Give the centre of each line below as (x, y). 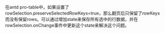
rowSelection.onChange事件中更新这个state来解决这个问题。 (67, 25)
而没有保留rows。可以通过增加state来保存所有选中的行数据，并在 (72, 19)
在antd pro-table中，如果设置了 (37, 7)
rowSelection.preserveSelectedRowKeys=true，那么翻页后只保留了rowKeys (82, 13)
